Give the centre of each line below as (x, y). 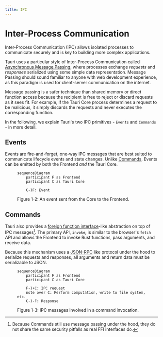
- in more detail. (21, 127)
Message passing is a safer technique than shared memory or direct (73, 92)
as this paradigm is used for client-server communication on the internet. (78, 82)
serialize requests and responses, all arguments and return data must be (77, 257)
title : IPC (16, 9)
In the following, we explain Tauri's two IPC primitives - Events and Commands (81, 122)
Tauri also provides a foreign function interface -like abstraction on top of (78, 226)
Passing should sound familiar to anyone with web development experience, (81, 77)
